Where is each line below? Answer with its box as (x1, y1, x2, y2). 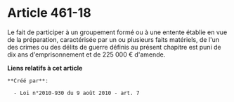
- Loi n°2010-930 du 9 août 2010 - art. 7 (13, 89, 140, 96)
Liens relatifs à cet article (7, 64, 83, 72)
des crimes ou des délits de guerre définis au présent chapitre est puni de (7, 43, 221, 51)
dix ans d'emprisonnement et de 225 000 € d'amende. (7, 50, 166, 59)
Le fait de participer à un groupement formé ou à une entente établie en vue (7, 28, 228, 36)
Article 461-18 (7, 5, 91, 21)
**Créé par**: (7, 77, 49, 85)
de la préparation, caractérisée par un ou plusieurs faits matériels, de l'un (7, 35, 220, 43)
